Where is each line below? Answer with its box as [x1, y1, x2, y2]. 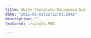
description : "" [5, 16, 39, 21]
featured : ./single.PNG [5, 21, 55, 26]
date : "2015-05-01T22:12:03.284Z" [5, 12, 77, 17]
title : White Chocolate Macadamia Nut [5, 7, 86, 12]
